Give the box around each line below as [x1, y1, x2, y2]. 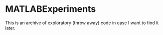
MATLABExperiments [5, 3, 96, 15]
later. [5, 25, 16, 31]
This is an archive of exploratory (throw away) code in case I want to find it [5, 20, 159, 26]
